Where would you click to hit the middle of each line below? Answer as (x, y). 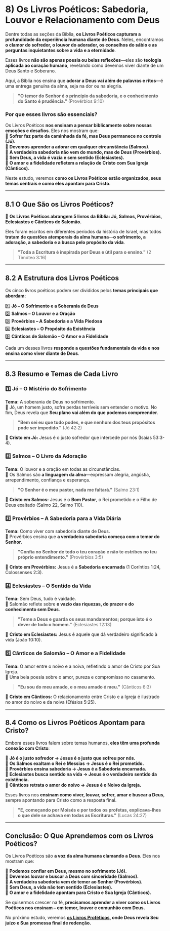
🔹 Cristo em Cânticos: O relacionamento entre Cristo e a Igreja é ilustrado (82, 697)
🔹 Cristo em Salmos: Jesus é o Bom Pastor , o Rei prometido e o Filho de (81, 499)
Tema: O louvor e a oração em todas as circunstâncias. (63, 469)
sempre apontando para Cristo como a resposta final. (61, 800)
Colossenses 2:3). (24, 573)
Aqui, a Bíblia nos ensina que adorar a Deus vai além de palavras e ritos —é (84, 80)
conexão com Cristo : (28, 748)
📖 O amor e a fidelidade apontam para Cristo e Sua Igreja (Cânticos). (78, 893)
